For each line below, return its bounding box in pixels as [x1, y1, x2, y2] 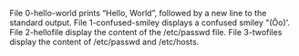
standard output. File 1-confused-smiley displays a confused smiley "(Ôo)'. [9, 17, 291, 28]
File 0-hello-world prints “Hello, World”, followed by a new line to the [9, 8, 267, 18]
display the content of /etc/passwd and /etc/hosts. [9, 36, 200, 47]
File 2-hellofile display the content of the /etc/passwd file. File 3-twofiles [9, 27, 283, 37]
